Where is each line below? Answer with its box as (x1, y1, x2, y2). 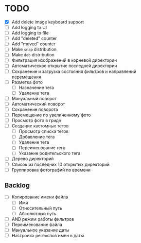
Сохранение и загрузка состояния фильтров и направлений (11, 69, 137, 74)
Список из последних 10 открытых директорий (11, 161, 110, 167)
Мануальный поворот (11, 95, 57, 101)
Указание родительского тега (18, 150, 81, 156)
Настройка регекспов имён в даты (11, 232, 84, 238)
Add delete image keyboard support (11, 19, 84, 25)
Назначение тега (18, 85, 54, 90)
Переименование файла (11, 222, 63, 227)
